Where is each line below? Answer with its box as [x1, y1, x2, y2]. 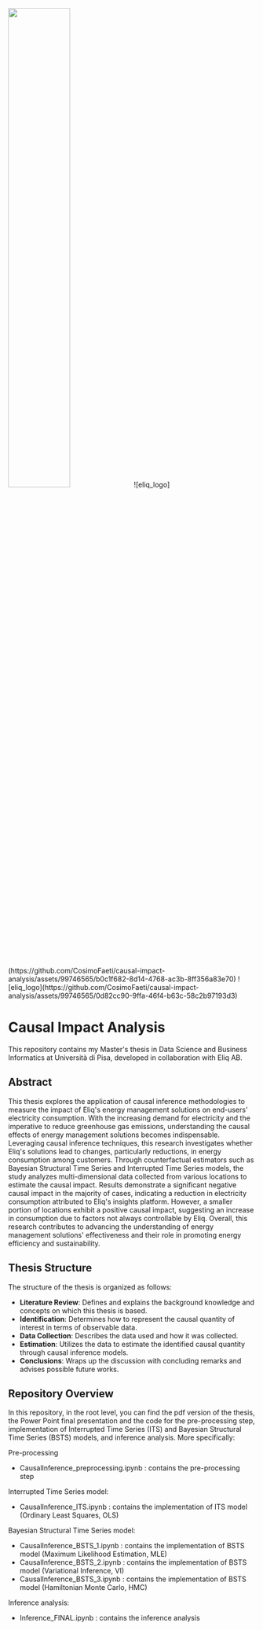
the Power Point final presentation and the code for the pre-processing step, [8, 1416, 255, 1426]
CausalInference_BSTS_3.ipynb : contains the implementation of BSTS [19, 1574, 247, 1584]
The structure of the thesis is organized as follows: [8, 1282, 173, 1292]
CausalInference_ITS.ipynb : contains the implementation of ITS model [19, 1502, 248, 1512]
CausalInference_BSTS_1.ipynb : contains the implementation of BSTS [19, 1541, 245, 1551]
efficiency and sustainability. [8, 1238, 100, 1248]
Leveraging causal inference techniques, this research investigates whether [8, 1138, 254, 1147]
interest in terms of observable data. [19, 1323, 137, 1332]
